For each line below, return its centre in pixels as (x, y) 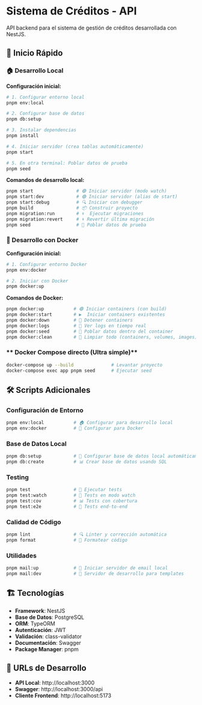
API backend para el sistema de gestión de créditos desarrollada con (92, 28)
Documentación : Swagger (48, 642)
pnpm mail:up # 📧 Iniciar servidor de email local (87, 568)
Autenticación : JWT (40, 630)
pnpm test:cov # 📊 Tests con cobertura (72, 501)
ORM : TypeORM (35, 623)
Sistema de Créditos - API (72, 11)
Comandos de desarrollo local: (45, 180)
